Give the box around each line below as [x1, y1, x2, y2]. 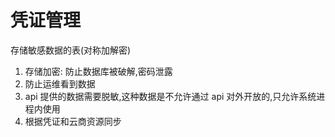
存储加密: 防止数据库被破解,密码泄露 [24, 65, 173, 77]
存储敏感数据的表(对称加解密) [10, 44, 132, 56]
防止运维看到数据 [24, 77, 96, 90]
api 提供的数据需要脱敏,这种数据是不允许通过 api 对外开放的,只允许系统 [24, 90, 317, 102]
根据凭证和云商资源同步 [24, 115, 122, 127]
